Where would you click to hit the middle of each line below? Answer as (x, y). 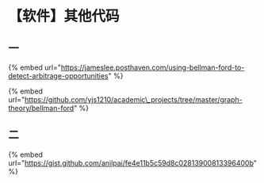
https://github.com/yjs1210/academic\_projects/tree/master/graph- (134, 99)
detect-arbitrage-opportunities (58, 76)
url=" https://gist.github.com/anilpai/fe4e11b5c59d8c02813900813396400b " (133, 162)
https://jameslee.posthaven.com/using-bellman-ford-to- (153, 67)
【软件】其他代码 (64, 16)
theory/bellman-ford (41, 108)
